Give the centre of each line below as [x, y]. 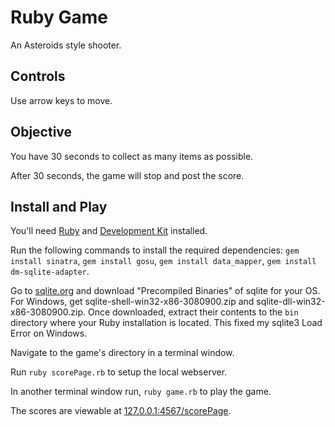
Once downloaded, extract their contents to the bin [193, 312]
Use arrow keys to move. [61, 100]
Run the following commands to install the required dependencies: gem [155, 250]
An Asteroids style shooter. [66, 45]
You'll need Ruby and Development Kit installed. [109, 231]
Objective [41, 132]
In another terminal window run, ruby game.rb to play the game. [141, 392]
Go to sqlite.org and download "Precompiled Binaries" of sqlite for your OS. [165, 291]
